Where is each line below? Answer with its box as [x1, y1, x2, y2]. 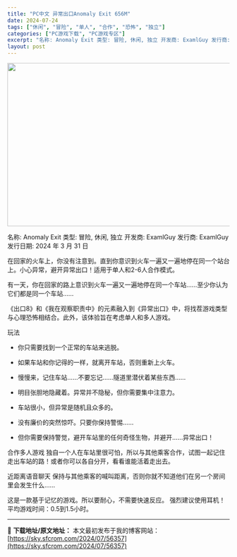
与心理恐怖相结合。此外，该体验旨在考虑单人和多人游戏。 [7, 313, 174, 321]
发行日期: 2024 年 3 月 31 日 [7, 241, 89, 250]
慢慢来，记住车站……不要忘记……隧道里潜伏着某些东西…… [17, 373, 186, 381]
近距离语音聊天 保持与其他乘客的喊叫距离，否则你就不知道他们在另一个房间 [7, 472, 226, 480]
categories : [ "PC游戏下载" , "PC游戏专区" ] [7, 30, 126, 37]
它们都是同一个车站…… [7, 289, 74, 297]
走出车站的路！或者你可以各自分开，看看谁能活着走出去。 [7, 457, 174, 465]
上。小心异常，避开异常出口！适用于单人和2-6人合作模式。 [7, 265, 178, 274]
